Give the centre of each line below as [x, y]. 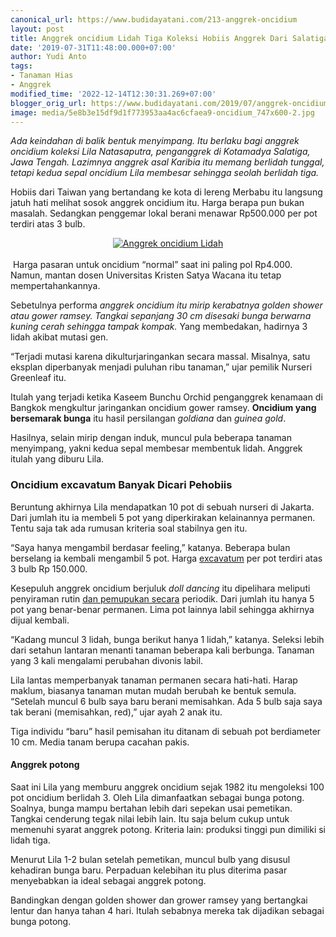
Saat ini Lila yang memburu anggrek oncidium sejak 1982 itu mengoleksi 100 [167, 787]
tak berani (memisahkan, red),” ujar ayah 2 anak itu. [116, 712]
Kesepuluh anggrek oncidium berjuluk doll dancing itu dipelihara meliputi [160, 588]
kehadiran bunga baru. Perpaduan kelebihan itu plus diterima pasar [149, 870]
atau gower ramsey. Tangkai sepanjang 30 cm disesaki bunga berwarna [161, 316]
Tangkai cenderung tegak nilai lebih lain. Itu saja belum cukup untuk [150, 818]
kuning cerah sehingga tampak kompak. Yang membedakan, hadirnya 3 [159, 327]
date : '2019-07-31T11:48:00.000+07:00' [93, 47]
